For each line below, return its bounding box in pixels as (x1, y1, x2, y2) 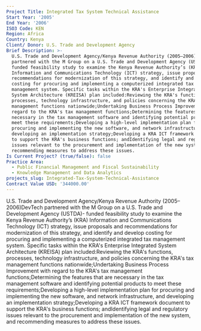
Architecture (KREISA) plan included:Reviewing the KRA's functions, (6, 248, 173, 255)
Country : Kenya (6, 36, 44, 42)
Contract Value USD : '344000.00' (6, 181, 90, 187)
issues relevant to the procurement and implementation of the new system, (6, 311, 191, 318)
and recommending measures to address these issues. (6, 318, 142, 325)
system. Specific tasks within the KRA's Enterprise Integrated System (6, 241, 176, 249)
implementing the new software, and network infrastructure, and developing (6, 292, 194, 299)
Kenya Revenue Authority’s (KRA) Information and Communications (6, 216, 172, 223)
